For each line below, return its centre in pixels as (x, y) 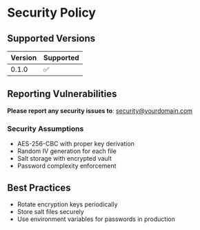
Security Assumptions (46, 128)
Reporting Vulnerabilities (62, 94)
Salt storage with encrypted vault (64, 159)
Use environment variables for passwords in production (96, 219)
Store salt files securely (50, 211)
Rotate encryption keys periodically (68, 204)
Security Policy (52, 13)
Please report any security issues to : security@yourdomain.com (100, 110)
